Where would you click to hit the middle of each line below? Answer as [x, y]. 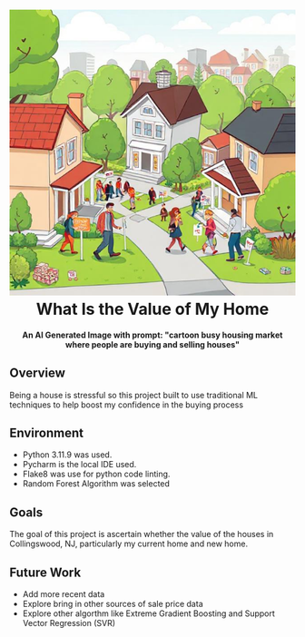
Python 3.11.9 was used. [67, 455]
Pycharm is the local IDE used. [79, 465]
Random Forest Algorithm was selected [96, 484]
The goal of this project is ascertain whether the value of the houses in [142, 534]
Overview [38, 373]
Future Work [45, 572]
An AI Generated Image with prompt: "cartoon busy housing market [152, 335]
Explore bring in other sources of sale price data [113, 604]
